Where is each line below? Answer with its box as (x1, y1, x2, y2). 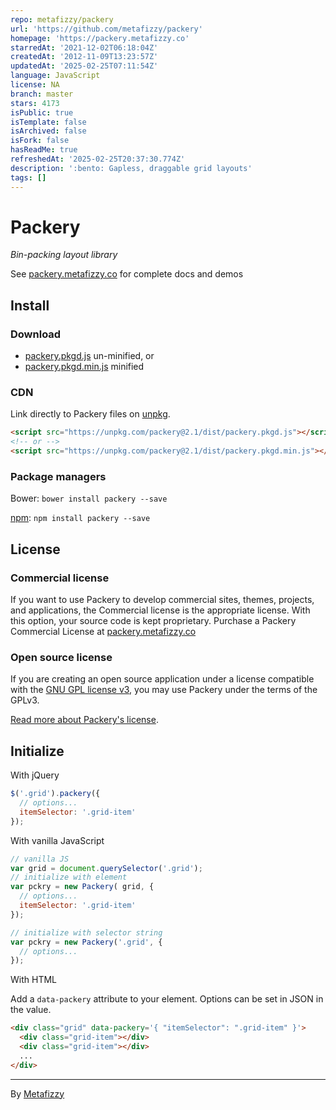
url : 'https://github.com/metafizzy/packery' (10, 24, 203, 34)
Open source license (10, 650, 113, 664)
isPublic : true (10, 107, 74, 118)
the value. (10, 1004, 52, 1016)
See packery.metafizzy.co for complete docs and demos (10, 268, 244, 280)
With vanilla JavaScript (10, 834, 105, 846)
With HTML (10, 974, 57, 986)
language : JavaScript (10, 71, 101, 81)
